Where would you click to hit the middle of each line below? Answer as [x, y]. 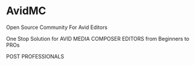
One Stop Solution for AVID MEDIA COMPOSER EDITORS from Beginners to [98, 38]
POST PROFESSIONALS [35, 56]
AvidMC [26, 11]
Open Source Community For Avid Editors [57, 27]
